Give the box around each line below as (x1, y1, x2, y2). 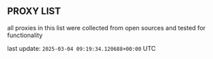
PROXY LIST (7, 5, 61, 17)
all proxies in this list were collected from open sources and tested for (7, 23, 206, 32)
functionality (7, 31, 43, 39)
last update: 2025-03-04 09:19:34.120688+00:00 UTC (7, 44, 156, 52)
